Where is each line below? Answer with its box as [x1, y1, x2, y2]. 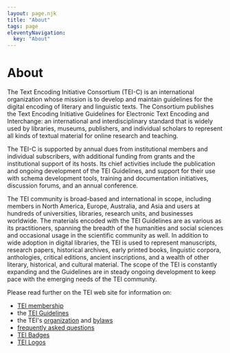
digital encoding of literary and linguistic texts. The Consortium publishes [7, 102, 214, 111]
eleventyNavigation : [7, 29, 67, 36]
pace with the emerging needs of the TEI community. [7, 275, 157, 284]
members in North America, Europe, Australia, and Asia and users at [7, 202, 200, 210]
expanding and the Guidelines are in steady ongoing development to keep [7, 268, 216, 276]
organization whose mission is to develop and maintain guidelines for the [7, 95, 214, 104]
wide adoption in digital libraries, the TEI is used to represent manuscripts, [7, 238, 218, 247]
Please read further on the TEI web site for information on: [7, 288, 172, 297]
